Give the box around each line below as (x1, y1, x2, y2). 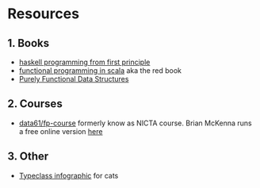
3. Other (7, 150, 49, 163)
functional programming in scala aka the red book (18, 66, 182, 75)
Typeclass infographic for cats (18, 171, 119, 180)
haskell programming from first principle (18, 57, 151, 67)
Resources (7, 5, 80, 23)
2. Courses (7, 97, 63, 111)
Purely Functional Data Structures (18, 75, 129, 83)
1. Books (7, 36, 49, 50)
